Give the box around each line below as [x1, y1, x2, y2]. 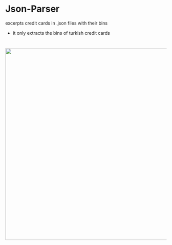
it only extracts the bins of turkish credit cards [12, 30, 110, 36]
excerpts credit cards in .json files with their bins [5, 20, 108, 26]
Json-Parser [5, 3, 60, 15]
